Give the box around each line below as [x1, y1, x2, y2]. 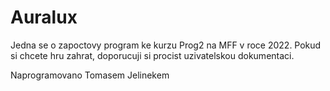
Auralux [10, 6, 78, 29]
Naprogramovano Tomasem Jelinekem [10, 69, 170, 81]
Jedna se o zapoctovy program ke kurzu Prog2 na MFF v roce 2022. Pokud [10, 39, 322, 51]
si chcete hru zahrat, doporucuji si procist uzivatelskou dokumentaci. [10, 49, 295, 61]
